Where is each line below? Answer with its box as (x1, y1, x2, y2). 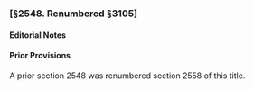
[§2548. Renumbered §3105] (9, 7, 138, 20)
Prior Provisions (9, 50, 71, 61)
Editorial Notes (9, 30, 66, 40)
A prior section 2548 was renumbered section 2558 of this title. (9, 70, 246, 81)
